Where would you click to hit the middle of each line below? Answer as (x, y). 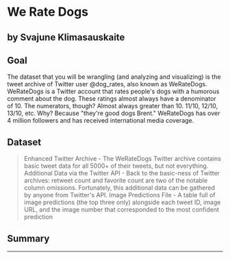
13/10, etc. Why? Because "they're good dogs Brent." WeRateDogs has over (114, 113)
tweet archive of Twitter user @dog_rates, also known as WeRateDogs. (107, 84)
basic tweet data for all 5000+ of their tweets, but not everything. (116, 166)
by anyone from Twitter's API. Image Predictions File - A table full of (119, 195)
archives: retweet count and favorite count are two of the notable (116, 181)
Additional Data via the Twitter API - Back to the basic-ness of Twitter (122, 173)
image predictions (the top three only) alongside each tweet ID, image (122, 202)
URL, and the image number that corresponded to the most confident (121, 210)
